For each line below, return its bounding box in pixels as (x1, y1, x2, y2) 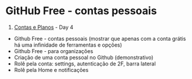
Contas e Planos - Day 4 (14, 24, 74, 31)
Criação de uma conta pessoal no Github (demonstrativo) (14, 54, 154, 61)
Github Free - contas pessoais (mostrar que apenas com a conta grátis (14, 35, 186, 42)
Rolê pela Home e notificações (14, 66, 89, 73)
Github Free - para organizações (14, 47, 94, 54)
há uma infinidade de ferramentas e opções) (14, 41, 123, 48)
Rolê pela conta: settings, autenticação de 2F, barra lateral (14, 60, 156, 67)
